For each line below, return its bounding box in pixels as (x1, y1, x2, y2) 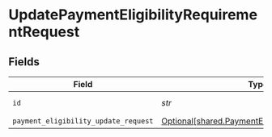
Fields (8, 55, 40, 68)
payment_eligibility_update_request (12, 117, 154, 126)
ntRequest (8, 23, 80, 41)
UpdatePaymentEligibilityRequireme (8, 6, 257, 24)
